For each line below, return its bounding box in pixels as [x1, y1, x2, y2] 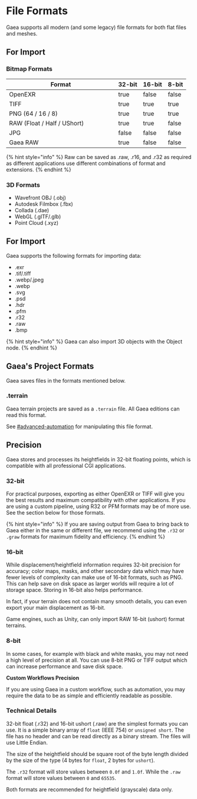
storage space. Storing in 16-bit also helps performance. [6, 587, 143, 594]
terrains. [6, 622, 27, 629]
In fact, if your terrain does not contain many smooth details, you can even [6, 598, 187, 605]
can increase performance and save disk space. [6, 662, 123, 669]
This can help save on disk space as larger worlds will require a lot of [6, 580, 174, 587]
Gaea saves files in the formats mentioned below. [6, 377, 126, 384]
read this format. [6, 411, 47, 418]
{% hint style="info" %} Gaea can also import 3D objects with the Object [6, 338, 183, 345]
